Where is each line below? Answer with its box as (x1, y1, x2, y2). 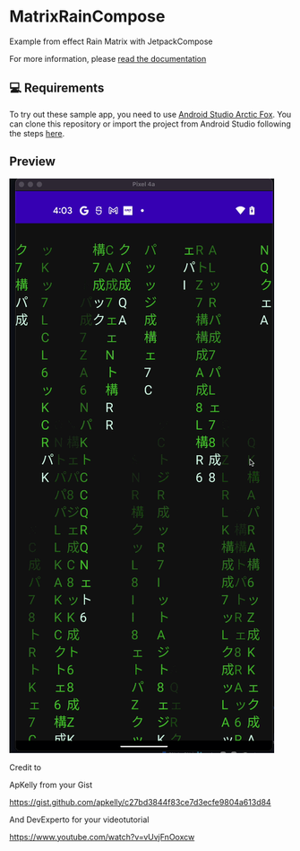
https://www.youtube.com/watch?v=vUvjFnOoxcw (9, 831, 195, 842)
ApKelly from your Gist (9, 779, 92, 790)
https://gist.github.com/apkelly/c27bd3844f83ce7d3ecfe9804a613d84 (9, 796, 271, 807)
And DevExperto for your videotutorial (9, 814, 150, 825)
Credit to (9, 761, 42, 773)
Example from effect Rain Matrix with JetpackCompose (9, 36, 213, 47)
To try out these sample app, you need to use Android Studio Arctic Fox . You (9, 109, 292, 119)
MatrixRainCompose (9, 6, 166, 27)
